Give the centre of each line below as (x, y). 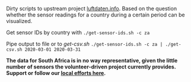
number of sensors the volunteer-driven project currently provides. (91, 67)
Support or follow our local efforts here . (56, 73)
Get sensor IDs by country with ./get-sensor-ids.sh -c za (78, 32)
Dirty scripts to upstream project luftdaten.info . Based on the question (91, 9)
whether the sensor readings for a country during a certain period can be (95, 15)
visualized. (19, 21)
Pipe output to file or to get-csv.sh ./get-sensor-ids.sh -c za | (85, 44)
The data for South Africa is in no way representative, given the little (92, 60)
